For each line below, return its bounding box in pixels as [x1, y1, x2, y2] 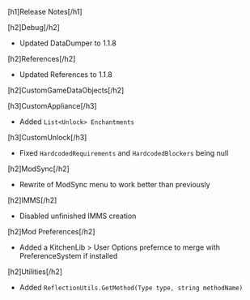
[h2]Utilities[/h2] [7, 267, 62, 276]
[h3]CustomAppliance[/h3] [7, 101, 98, 110]
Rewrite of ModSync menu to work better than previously [19, 180, 211, 189]
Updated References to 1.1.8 [19, 70, 112, 79]
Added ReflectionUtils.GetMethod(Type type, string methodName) [19, 283, 244, 292]
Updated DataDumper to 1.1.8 [19, 38, 117, 48]
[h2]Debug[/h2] [7, 23, 60, 32]
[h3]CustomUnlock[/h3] [7, 133, 87, 142]
